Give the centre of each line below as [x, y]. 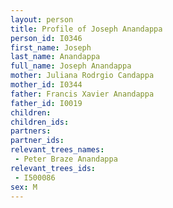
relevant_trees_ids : [53, 168]
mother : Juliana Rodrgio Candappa [82, 76]
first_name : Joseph [51, 47]
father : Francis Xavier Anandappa [82, 94]
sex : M [24, 187]
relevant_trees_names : [57, 150]
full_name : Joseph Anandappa [71, 66]
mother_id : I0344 [46, 85]
